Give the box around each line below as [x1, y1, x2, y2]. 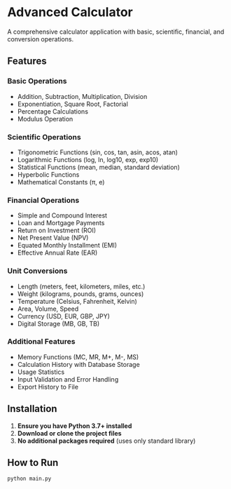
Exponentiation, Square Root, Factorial [17, 100, 128, 108]
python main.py [7, 475, 52, 483]
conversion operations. [7, 34, 74, 43]
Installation [7, 403, 57, 415]
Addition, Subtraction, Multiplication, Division [17, 92, 148, 100]
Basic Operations [7, 76, 67, 86]
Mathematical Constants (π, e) [17, 177, 105, 186]
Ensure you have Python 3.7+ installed [17, 422, 132, 430]
